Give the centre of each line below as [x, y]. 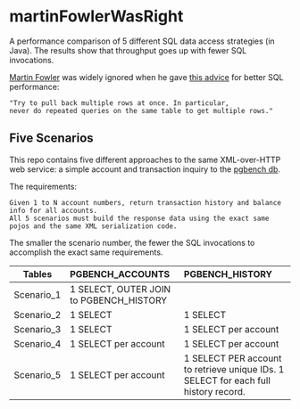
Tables [37, 274]
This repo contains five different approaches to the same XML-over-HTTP [145, 160]
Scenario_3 [37, 329]
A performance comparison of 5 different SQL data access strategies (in [142, 41]
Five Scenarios [51, 139]
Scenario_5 [37, 374]
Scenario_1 [37, 294]
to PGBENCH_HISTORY [119, 300]
